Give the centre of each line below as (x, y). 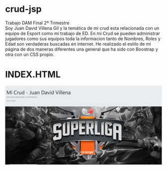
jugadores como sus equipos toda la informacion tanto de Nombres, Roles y (83, 39)
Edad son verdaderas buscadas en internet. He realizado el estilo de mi (78, 44)
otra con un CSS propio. (30, 54)
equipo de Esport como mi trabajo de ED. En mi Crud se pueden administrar (83, 33)
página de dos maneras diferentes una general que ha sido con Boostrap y (82, 49)
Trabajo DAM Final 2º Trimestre (37, 23)
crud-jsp (23, 9)
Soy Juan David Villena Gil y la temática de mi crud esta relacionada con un (82, 28)
